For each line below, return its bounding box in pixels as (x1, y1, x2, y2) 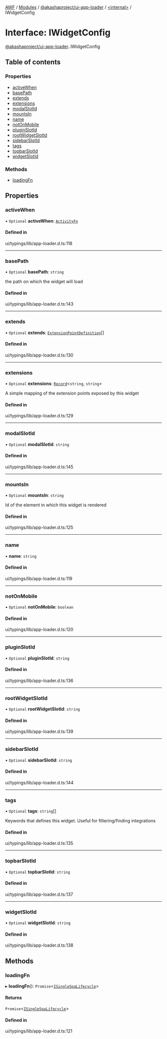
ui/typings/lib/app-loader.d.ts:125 (5, 524, 74, 531)
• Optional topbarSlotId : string (5, 869, 71, 875)
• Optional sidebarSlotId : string (5, 757, 73, 763)
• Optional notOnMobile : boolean (5, 604, 74, 610)
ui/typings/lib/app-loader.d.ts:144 (5, 779, 74, 785)
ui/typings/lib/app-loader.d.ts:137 (5, 891, 74, 897)
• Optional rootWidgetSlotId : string (5, 706, 81, 712)
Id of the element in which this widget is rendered (5, 502, 107, 508)
